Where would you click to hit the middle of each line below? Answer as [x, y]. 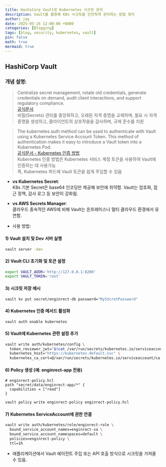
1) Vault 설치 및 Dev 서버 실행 [34, 238]
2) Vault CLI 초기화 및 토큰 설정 [35, 261]
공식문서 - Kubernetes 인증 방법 [48, 153]
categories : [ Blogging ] [30, 28]
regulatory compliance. [41, 103]
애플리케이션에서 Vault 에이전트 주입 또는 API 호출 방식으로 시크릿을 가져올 [84, 453]
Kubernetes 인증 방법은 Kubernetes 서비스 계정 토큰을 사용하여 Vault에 [87, 159]
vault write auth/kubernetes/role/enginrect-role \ [59, 425]
